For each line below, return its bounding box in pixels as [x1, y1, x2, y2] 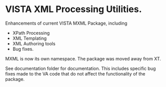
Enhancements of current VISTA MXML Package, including [5, 20, 128, 26]
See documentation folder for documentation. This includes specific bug [5, 65, 156, 71]
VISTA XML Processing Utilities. [5, 4, 142, 15]
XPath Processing [12, 30, 50, 36]
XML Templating [12, 35, 47, 41]
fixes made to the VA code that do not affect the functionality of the [5, 70, 145, 76]
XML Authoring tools [12, 40, 56, 46]
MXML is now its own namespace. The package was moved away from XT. [5, 55, 161, 61]
